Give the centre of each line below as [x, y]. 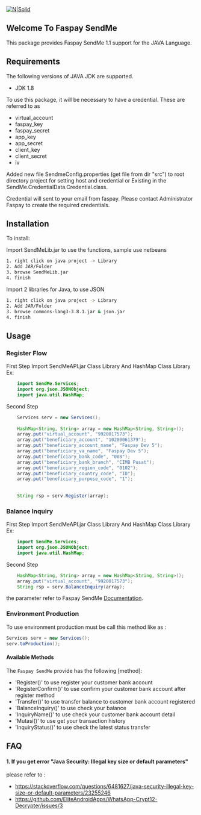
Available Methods [30, 657]
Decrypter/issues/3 [39, 806]
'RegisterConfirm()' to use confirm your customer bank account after [100, 689]
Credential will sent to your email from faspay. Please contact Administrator [100, 198]
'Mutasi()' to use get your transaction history [70, 720]
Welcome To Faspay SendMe [62, 28]
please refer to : [26, 775]
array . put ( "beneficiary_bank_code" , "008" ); [74, 457]
